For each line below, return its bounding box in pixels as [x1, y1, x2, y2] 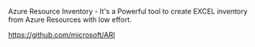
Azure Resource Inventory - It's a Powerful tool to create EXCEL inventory [8, 7, 248, 16]
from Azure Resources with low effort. [8, 15, 132, 24]
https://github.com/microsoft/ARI [8, 31, 116, 39]
